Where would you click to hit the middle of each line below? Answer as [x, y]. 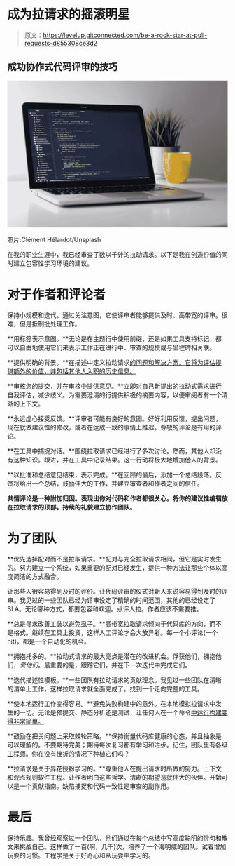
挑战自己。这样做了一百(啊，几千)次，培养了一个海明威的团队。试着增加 [123, 847]
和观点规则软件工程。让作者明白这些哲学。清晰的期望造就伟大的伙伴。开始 [114, 778]
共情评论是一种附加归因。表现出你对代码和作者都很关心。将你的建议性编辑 [114, 498]
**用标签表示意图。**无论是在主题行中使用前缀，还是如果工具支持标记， [112, 339]
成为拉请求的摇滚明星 [69, 14]
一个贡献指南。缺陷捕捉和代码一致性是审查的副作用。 [96, 786]
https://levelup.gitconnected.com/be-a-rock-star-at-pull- [125, 35]
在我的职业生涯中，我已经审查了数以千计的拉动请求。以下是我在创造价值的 [114, 255]
